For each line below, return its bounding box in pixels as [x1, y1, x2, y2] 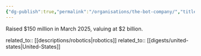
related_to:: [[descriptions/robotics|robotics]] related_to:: [5, 36, 146, 43]
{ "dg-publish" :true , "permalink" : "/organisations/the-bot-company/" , [5, 8, 181, 15]
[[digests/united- [146, 36, 189, 43]
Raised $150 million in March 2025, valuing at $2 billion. [5, 25, 143, 32]
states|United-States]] [5, 43, 61, 50]
